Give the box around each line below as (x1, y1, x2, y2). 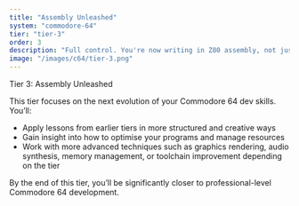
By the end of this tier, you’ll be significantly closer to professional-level (9, 178, 271, 187)
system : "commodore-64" (9, 21, 98, 30)
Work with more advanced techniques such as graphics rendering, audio (21, 141, 289, 152)
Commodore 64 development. (9, 187, 120, 197)
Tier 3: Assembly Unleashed (9, 79, 113, 89)
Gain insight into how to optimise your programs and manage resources (21, 132, 285, 142)
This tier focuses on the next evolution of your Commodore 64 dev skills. (9, 96, 277, 107)
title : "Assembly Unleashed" (9, 12, 117, 22)
